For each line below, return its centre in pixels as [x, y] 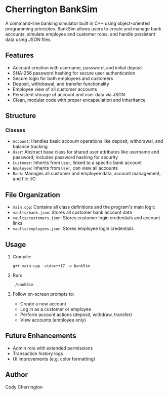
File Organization [33, 195]
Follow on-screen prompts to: [43, 294]
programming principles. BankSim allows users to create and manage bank [83, 28]
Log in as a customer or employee [56, 309]
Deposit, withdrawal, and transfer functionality [61, 84]
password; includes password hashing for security [65, 157]
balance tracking [30, 147]
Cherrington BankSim [51, 9]
